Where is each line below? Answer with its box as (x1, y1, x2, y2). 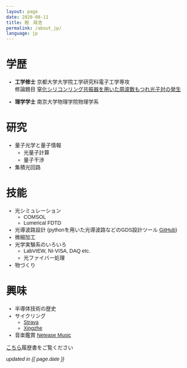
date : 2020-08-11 (6, 14, 49, 20)
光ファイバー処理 (23, 254, 65, 261)
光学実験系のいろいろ (14, 241, 66, 248)
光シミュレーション (14, 207, 62, 214)
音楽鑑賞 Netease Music (14, 331, 72, 339)
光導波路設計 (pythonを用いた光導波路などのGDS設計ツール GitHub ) (14, 226, 178, 233)
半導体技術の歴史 (14, 305, 56, 312)
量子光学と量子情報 (14, 142, 62, 148)
